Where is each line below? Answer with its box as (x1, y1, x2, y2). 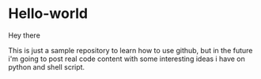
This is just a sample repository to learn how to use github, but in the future (8, 45, 253, 55)
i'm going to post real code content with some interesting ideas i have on (8, 54, 245, 63)
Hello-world (8, 5, 89, 23)
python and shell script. (8, 62, 85, 71)
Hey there (8, 31, 41, 40)
